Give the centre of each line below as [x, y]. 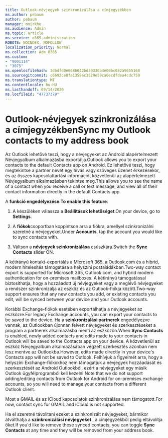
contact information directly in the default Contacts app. [63, 192]
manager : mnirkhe [23, 24]
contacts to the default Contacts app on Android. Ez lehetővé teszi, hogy [80, 165]
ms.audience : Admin [26, 29]
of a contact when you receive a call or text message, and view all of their [81, 186]
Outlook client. [20, 389]
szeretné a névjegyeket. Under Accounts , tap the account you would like [87, 232]
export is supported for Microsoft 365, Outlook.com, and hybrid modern [79, 273]
